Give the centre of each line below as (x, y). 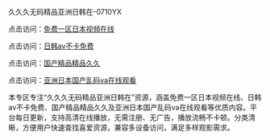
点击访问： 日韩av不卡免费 (51, 46)
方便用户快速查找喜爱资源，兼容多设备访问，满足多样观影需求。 (128, 128)
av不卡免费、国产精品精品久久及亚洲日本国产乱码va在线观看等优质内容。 (129, 107)
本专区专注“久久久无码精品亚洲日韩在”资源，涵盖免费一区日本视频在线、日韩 (135, 97)
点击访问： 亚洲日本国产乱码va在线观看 (73, 80)
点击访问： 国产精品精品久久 (54, 63)
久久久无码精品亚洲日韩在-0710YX (65, 12)
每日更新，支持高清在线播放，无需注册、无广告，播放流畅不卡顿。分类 (131, 117)
